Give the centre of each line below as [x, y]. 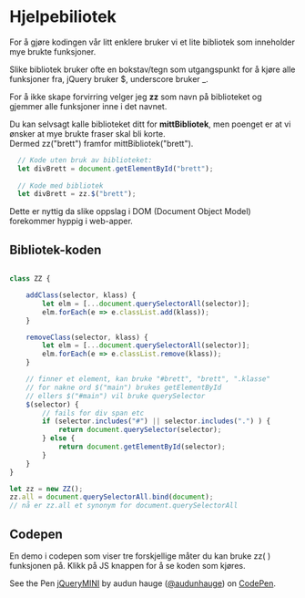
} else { [59, 438]
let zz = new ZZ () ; [46, 489]
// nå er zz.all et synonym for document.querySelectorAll [124, 506]
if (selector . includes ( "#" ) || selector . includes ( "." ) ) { [157, 421]
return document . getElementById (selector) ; [142, 447]
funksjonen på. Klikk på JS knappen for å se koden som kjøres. [127, 565]
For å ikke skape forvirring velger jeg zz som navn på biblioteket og [136, 97]
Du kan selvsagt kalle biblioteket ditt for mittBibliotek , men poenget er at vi [150, 124]
